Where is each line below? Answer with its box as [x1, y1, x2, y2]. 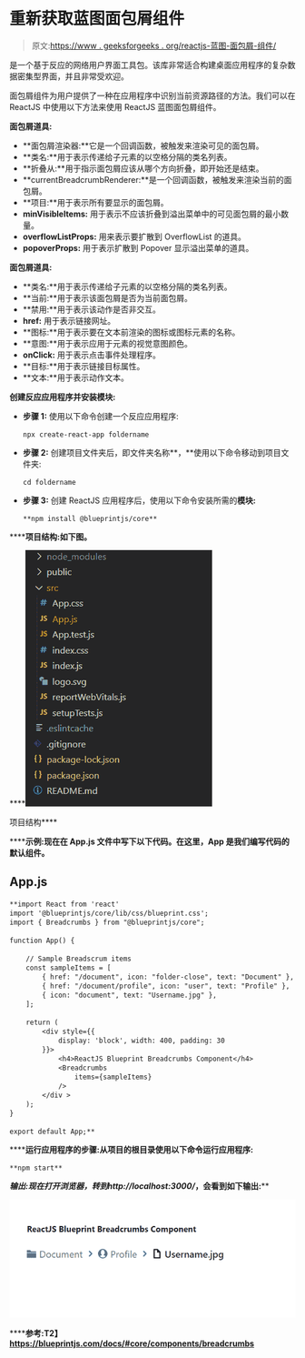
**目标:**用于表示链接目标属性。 [22, 360, 145, 371]
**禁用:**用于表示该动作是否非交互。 [22, 304, 161, 315]
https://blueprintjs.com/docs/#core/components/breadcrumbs [9, 1338, 255, 1349]
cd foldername [22, 478, 76, 487]
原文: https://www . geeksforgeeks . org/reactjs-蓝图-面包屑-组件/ [31, 40, 277, 51]
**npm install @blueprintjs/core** [22, 514, 158, 523]
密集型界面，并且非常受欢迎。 [16, 70, 129, 82]
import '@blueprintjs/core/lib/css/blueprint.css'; [9, 909, 209, 918]
